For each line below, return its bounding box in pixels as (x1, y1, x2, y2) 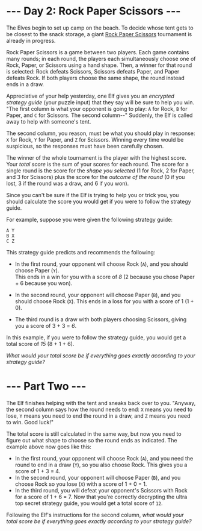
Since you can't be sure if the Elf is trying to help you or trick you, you (6, 191, 179, 198)
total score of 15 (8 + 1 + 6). (6, 340, 75, 347)
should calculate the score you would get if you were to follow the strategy (6, 198, 191, 205)
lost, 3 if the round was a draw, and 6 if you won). (6, 180, 129, 187)
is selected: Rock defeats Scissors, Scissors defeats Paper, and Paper (6, 68, 180, 75)
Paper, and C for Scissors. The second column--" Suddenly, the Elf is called (6, 112, 193, 119)
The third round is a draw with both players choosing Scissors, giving (14, 315, 187, 323)
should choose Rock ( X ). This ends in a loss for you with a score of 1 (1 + (14, 297, 194, 305)
